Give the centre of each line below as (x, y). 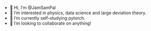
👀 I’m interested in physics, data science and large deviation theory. (78, 13)
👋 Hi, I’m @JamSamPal (33, 8)
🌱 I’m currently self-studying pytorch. (47, 18)
